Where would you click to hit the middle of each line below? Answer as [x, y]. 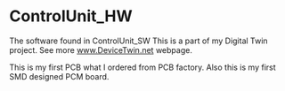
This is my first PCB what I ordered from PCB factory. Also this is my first [142, 67]
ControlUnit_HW [71, 16]
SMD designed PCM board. [59, 76]
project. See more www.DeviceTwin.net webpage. [101, 49]
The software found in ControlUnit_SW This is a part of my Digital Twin [139, 41]
